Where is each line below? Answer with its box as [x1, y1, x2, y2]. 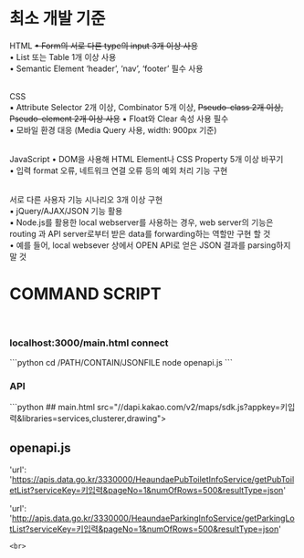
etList [9, 485, 31, 496]
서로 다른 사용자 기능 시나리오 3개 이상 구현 [9, 193, 163, 205]
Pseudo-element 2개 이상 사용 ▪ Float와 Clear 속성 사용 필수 [9, 113, 229, 124]
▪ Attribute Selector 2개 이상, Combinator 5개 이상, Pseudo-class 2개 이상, [9, 101, 284, 112]
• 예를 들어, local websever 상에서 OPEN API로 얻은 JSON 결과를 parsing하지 [9, 239, 291, 251]
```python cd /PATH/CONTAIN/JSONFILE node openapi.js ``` [9, 357, 233, 368]
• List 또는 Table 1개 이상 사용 [9, 51, 117, 62]
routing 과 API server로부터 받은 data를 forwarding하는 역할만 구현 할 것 [9, 228, 271, 239]
